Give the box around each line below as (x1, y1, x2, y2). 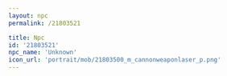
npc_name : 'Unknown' (8, 49, 78, 57)
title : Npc (8, 34, 45, 42)
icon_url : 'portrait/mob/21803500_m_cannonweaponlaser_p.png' (8, 56, 221, 64)
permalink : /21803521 (8, 19, 81, 27)
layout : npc (8, 11, 48, 20)
